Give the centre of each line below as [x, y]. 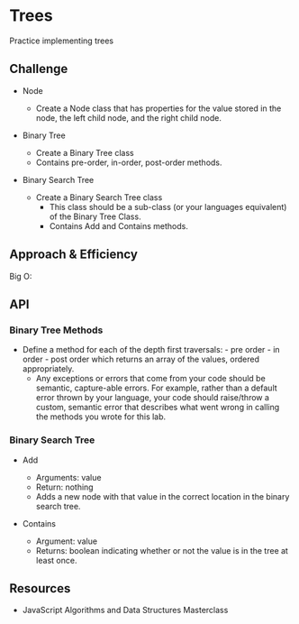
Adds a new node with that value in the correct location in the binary [163, 496]
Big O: [21, 276]
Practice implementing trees [62, 41]
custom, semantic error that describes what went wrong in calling [158, 408]
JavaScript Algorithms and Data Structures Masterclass [125, 610]
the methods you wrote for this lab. [101, 417]
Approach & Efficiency [73, 255]
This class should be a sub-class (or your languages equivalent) [168, 206]
